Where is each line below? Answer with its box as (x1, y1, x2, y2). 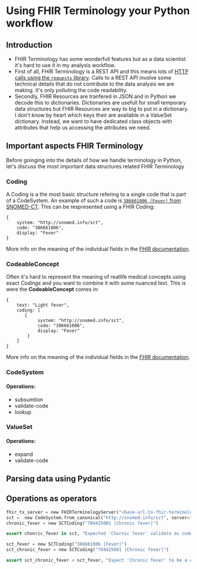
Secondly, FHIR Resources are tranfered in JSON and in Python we (14, 93, 176, 100)
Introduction (6, 40, 53, 50)
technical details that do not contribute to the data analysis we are (14, 80, 175, 87)
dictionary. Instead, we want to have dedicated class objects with (14, 118, 173, 124)
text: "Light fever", (16, 302, 69, 309)
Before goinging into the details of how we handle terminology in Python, (6, 157, 182, 164)
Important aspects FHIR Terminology (6, 141, 144, 151)
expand (14, 451, 33, 458)
